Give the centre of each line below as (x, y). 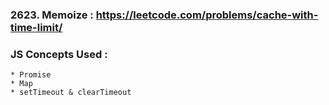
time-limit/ (36, 27)
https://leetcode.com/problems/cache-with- (207, 15)
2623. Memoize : (52, 15)
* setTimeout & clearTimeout (71, 93)
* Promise (31, 75)
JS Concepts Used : (59, 54)
